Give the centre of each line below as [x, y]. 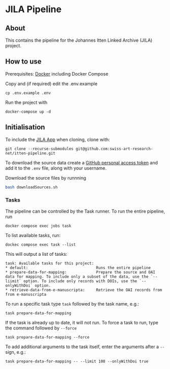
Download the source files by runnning [46, 178]
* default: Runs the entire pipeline [78, 267]
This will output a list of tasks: [36, 254]
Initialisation [25, 127]
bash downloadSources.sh [31, 187]
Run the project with [26, 102]
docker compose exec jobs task [38, 226]
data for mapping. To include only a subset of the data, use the [77, 277]
